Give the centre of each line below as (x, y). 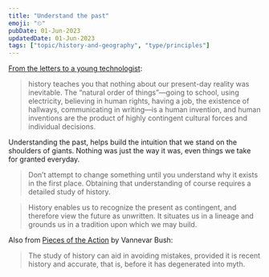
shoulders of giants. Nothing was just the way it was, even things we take (130, 151)
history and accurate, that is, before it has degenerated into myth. (137, 264)
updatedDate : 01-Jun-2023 (51, 38)
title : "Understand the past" (59, 16)
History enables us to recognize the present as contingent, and (132, 208)
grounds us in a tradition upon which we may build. (112, 225)
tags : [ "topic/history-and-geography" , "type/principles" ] (109, 46)
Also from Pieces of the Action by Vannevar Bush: (91, 240)
